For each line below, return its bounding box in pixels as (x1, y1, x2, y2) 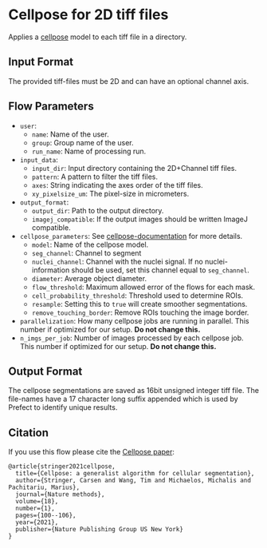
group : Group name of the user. (31, 137, 134, 147)
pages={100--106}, (15, 511, 77, 520)
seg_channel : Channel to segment (31, 248, 142, 257)
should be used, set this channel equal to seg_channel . (71, 265, 249, 275)
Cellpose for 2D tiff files (8, 6, 169, 24)
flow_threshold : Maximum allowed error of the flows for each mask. (31, 282, 255, 292)
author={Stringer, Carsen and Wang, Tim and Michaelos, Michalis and (15, 477, 251, 485)
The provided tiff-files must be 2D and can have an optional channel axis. (8, 76, 249, 85)
